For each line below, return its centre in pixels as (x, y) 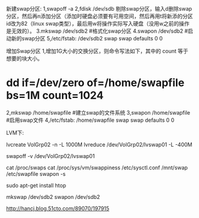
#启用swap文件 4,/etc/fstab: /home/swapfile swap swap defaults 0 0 (90, 120)
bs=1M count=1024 (55, 95)
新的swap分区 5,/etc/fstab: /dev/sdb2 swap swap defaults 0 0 (87, 38)
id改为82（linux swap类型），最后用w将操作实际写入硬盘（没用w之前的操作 (98, 23)
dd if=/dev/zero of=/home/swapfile (95, 83)
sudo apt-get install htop (36, 185)
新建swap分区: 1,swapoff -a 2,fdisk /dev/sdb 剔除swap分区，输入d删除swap (99, 9)
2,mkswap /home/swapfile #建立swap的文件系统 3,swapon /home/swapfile (98, 112)
